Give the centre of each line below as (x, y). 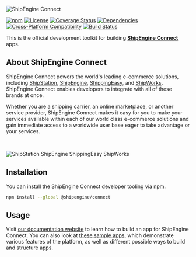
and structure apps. (30, 248)
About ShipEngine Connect (56, 62)
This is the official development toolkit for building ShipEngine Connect (92, 38)
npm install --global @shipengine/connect (58, 197)
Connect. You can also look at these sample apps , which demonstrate (90, 235)
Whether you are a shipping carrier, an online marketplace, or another (90, 106)
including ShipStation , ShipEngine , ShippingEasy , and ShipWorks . (85, 82)
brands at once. (25, 95)
